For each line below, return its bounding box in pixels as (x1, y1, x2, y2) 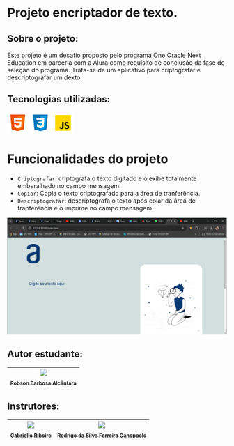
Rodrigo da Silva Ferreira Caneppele (57, 432, 147, 439)
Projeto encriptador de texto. (7, 5, 178, 21)
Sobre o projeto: (7, 33, 79, 45)
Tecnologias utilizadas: (7, 93, 110, 105)
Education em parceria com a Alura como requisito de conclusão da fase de (7, 59, 225, 67)
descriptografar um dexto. (7, 73, 82, 82)
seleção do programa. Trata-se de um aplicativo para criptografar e (7, 66, 201, 74)
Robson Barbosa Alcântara (10, 380, 77, 387)
